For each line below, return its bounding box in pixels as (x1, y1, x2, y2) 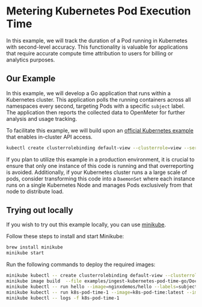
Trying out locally (6, 205, 73, 216)
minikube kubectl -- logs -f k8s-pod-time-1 (6, 295, 120, 301)
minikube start (6, 250, 44, 256)
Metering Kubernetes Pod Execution (6, 4, 191, 18)
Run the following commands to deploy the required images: (6, 261, 156, 268)
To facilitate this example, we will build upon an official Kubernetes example (6, 126, 194, 134)
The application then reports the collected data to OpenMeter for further (6, 108, 185, 116)
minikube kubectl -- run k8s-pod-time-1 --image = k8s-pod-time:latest (6, 289, 185, 296)
